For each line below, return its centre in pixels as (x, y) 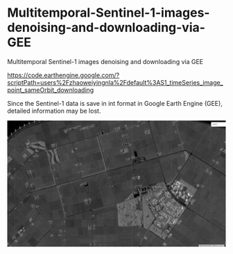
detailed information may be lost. (54, 111)
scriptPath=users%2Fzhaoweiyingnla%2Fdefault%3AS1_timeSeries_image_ (115, 82)
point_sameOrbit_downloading (51, 90)
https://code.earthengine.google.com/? (63, 75)
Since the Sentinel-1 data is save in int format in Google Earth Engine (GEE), (115, 103)
